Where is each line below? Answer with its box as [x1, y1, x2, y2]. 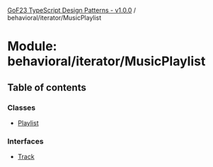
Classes [7, 103, 36, 113]
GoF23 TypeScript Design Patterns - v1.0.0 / [7, 6, 137, 14]
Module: [7, 38, 57, 54]
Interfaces [7, 136, 44, 146]
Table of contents [7, 81, 86, 93]
